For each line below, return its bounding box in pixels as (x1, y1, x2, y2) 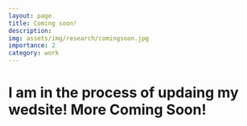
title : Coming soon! (8, 19, 78, 27)
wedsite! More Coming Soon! (8, 101, 207, 119)
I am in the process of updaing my (8, 83, 239, 102)
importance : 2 (8, 42, 56, 50)
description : (8, 26, 52, 35)
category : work (8, 49, 60, 57)
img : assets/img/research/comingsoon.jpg (8, 34, 150, 43)
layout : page (8, 11, 52, 20)
